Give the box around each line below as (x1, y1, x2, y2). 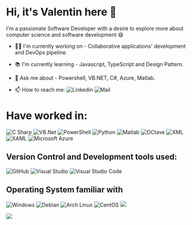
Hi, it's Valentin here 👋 (6, 5, 117, 19)
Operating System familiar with (6, 185, 123, 195)
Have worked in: (6, 109, 87, 123)
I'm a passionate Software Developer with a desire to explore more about (6, 25, 184, 32)
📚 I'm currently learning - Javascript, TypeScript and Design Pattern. (14, 60, 184, 67)
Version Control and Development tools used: (6, 152, 177, 162)
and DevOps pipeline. (14, 48, 67, 56)
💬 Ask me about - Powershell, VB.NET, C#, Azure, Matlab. (14, 74, 155, 81)
